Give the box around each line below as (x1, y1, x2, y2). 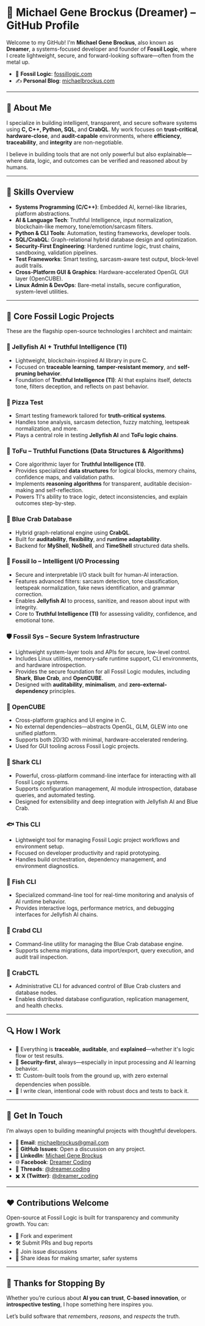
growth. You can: (6, 1221, 49, 1228)
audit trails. (15, 261, 44, 269)
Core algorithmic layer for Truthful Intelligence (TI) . (15, 460, 146, 468)
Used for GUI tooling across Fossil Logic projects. (15, 743, 140, 750)
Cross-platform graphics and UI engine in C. (15, 716, 127, 724)
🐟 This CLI (6, 820, 41, 828)
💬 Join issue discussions (15, 1248, 77, 1256)
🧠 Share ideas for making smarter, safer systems (15, 1254, 138, 1262)
